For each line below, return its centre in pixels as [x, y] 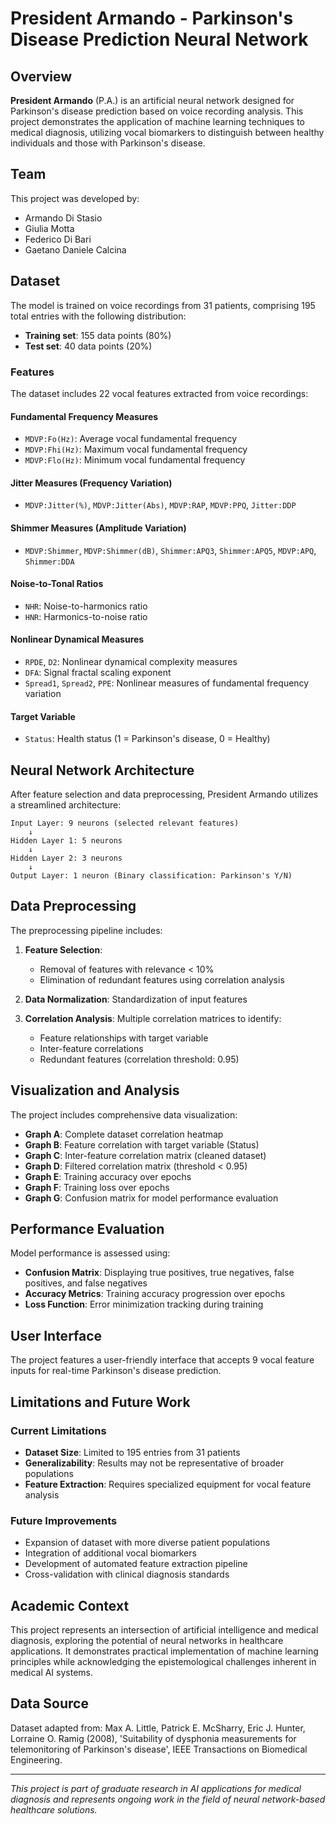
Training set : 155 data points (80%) [98, 335]
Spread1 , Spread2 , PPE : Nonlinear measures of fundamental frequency [167, 683]
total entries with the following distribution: [98, 316]
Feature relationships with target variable [124, 1038]
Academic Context [70, 1605]
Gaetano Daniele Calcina [75, 249]
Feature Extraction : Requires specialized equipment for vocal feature [168, 1484]
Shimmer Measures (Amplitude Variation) [98, 528]
